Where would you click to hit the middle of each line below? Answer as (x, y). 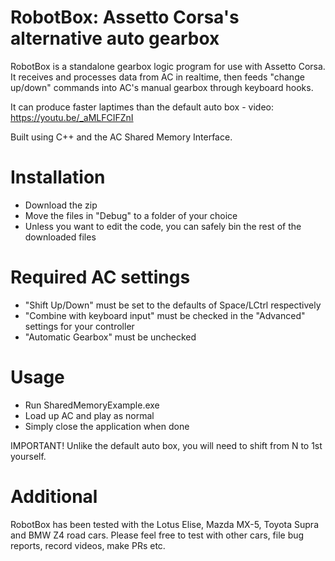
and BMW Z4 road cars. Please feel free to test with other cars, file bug (157, 535)
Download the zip (61, 205)
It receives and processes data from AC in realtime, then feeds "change (157, 77)
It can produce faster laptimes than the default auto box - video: (142, 107)
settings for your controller (79, 326)
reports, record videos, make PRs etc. (88, 545)
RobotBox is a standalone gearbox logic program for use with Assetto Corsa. (168, 66)
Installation (58, 177)
